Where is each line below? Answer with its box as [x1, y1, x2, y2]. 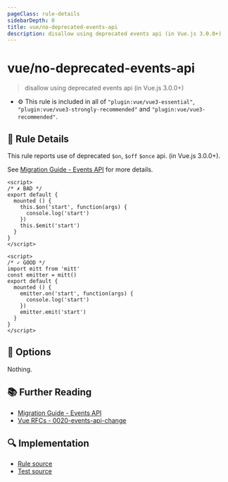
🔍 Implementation [7, 438, 89, 450]
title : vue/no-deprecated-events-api [7, 23, 118, 30]
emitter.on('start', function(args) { [20, 290, 134, 297]
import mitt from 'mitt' [7, 265, 80, 272]
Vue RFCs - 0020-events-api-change [17, 416, 127, 424]
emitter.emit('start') [20, 308, 87, 315]
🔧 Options [7, 347, 51, 359]
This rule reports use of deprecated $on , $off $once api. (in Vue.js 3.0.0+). [7, 152, 220, 159]
